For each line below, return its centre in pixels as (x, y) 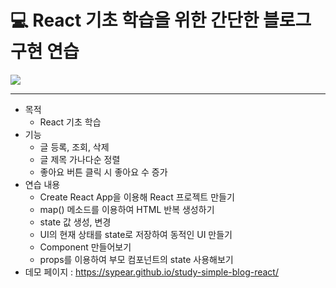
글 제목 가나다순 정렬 (80, 159)
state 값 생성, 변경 (75, 222)
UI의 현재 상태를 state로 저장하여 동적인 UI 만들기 (136, 234)
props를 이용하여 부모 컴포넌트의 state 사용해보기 (136, 259)
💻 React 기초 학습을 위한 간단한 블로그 (161, 20)
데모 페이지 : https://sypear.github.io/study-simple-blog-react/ (151, 272)
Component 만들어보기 (85, 247)
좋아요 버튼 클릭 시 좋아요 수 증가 (103, 172)
